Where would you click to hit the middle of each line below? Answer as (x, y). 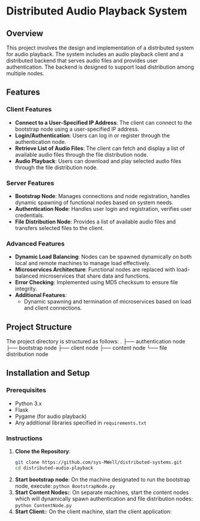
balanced (26, 276)
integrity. (26, 289)
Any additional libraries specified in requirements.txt (81, 422)
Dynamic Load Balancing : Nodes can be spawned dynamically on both (103, 257)
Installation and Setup (48, 373)
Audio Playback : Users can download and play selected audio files (98, 161)
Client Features (29, 110)
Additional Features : (41, 295)
